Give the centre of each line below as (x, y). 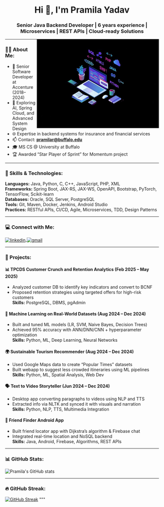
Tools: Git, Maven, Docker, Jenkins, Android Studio (56, 205)
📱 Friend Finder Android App (35, 420)
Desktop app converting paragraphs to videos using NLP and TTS (78, 399)
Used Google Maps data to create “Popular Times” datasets (72, 364)
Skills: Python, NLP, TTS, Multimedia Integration (61, 409)
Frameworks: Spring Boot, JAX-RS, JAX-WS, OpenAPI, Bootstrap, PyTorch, (81, 189)
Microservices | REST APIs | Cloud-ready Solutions (82, 31)
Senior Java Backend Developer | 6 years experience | (82, 25)
